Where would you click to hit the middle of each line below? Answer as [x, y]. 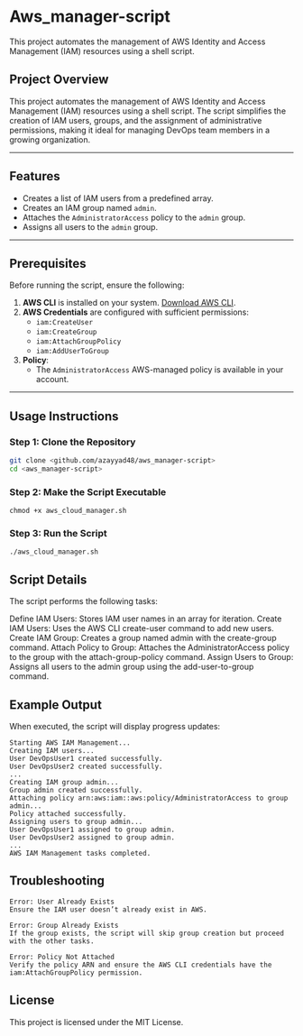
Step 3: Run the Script [59, 534]
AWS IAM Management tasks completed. [80, 854]
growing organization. [50, 139]
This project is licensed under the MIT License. [96, 1022]
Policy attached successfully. [68, 814]
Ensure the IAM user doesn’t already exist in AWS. [108, 909]
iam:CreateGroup [66, 332]
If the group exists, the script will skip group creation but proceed [147, 933]
